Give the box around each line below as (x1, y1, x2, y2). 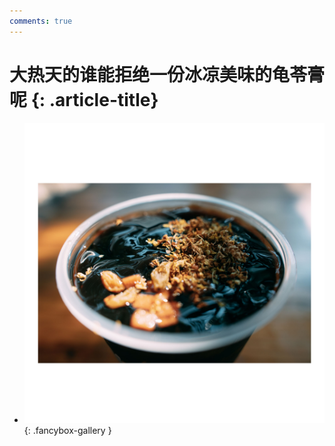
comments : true (9, 16, 73, 26)
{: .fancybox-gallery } (23, 424, 112, 436)
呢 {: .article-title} (9, 88, 159, 111)
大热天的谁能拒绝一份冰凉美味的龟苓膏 (9, 63, 326, 86)
